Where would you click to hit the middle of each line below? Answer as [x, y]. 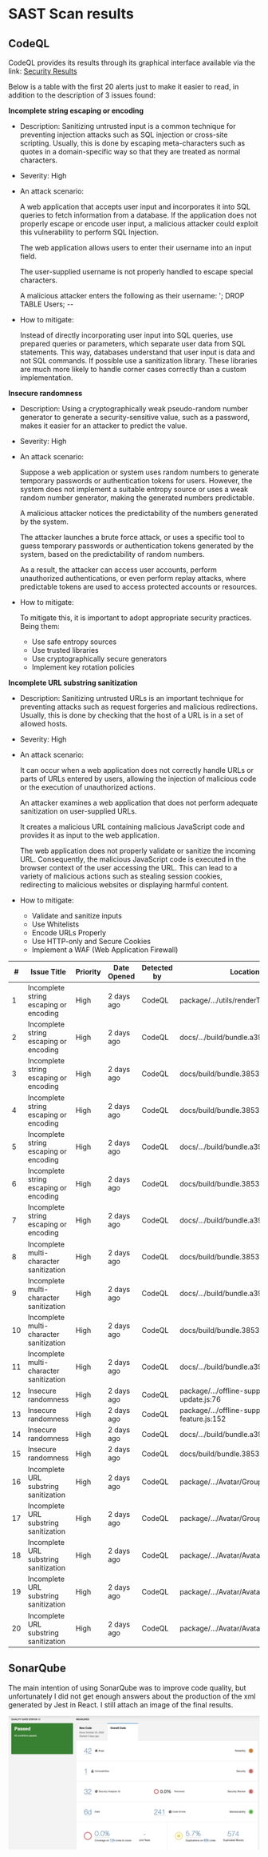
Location [245, 972]
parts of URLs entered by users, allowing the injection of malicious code [138, 778]
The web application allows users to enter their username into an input [136, 248]
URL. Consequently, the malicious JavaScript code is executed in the [133, 859]
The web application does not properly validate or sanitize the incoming [138, 850]
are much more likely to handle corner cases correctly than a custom [133, 369]
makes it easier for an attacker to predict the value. [103, 426]
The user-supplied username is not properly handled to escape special [136, 272]
